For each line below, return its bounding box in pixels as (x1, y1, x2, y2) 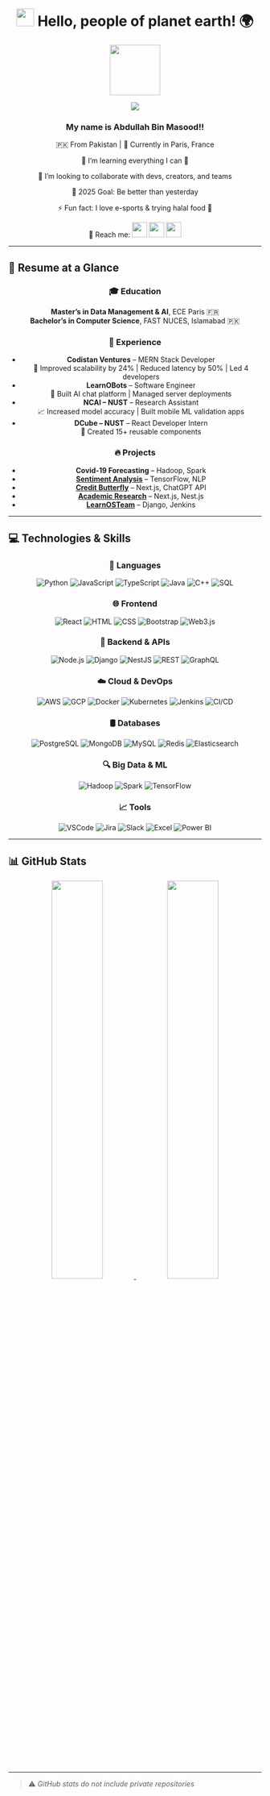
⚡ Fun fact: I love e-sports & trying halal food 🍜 (57, 203, 213, 213)
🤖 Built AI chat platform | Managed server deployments (50, 389, 232, 399)
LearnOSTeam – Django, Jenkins (86, 500, 196, 509)
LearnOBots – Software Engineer (86, 380, 196, 390)
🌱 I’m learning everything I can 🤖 (81, 156, 189, 165)
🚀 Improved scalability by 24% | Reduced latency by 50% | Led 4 (33, 364, 249, 373)
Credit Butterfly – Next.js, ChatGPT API (76, 482, 207, 492)
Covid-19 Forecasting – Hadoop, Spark (76, 465, 207, 475)
